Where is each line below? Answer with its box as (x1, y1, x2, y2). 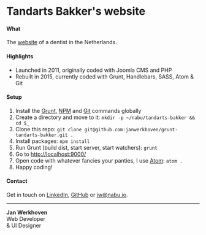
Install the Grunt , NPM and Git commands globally (15, 107, 142, 114)
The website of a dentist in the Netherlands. (6, 39, 118, 46)
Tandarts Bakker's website (6, 4, 146, 18)
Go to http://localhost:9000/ (15, 150, 86, 158)
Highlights (6, 52, 34, 60)
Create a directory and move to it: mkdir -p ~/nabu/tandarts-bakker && (15, 114, 195, 121)
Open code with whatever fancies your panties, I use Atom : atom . (15, 156, 183, 164)
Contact (6, 177, 28, 185)
